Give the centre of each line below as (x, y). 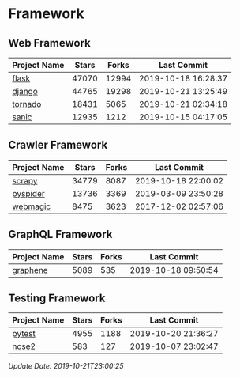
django (25, 91)
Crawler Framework (58, 145)
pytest (24, 334)
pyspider (28, 193)
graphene (30, 270)
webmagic (32, 206)
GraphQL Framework (60, 234)
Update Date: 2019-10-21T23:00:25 (66, 366)
